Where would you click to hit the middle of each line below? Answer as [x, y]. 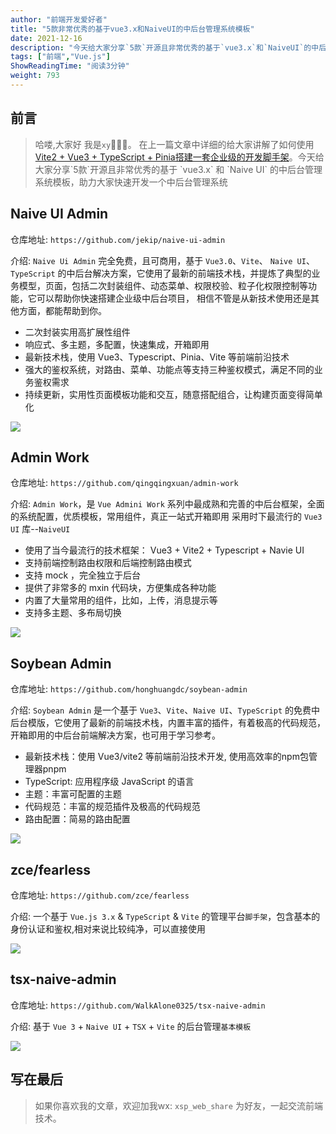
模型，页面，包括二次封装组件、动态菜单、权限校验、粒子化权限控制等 [163, 285]
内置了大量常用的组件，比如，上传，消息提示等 [121, 600]
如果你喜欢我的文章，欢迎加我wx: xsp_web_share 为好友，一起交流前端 [178, 1105]
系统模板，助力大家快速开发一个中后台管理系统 [131, 182]
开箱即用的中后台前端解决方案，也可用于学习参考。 [115, 735]
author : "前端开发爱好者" [59, 19]
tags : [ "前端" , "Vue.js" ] [60, 57]
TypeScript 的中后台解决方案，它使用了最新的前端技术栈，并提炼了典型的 [161, 273]
